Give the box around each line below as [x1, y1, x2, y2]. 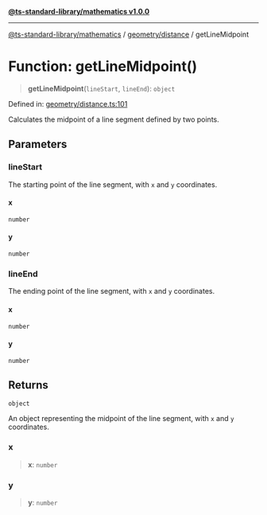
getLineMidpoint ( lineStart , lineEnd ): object [27, 84, 176, 93]
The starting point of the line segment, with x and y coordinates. [8, 179, 218, 189]
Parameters [8, 138, 68, 151]
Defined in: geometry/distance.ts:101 [8, 99, 128, 108]
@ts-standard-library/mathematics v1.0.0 [8, 7, 150, 16]
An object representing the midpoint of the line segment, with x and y [8, 413, 234, 423]
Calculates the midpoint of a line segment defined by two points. [8, 115, 220, 124]
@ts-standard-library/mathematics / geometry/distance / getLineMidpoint [8, 29, 249, 39]
